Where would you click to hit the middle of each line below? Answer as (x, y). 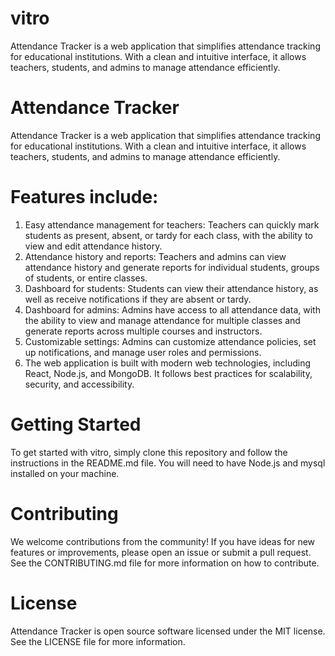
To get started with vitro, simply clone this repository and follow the (149, 452)
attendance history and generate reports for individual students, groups (172, 267)
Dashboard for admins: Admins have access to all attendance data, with (172, 309)
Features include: (84, 197)
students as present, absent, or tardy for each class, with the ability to (169, 235)
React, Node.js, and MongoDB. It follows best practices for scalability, (168, 373)
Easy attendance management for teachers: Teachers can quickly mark (172, 224)
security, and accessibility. (79, 384)
